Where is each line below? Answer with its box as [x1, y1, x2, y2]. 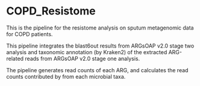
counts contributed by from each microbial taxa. [6, 73, 126, 80]
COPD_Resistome [6, 4, 96, 18]
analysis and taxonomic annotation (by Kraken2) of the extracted [6, 48, 167, 55]
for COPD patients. [6, 30, 53, 37]
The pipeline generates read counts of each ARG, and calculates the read [6, 66, 189, 73]
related [6, 55, 24, 62]
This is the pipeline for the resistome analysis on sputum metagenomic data [6, 24, 194, 31]
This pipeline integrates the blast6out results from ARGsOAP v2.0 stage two [6, 42, 195, 49]
